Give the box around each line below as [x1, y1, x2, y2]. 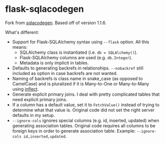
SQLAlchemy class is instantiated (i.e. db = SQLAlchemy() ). [19, 49, 138, 55]
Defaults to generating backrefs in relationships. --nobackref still [12, 65, 144, 71]
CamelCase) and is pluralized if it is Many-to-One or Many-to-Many [12, 80, 149, 87]
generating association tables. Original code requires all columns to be [12, 122, 156, 129]
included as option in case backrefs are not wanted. [12, 70, 118, 76]
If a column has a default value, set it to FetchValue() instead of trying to [12, 102, 160, 108]
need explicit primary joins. [12, 96, 67, 102]
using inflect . [12, 86, 39, 92]
